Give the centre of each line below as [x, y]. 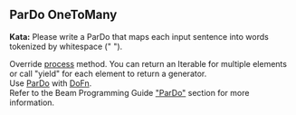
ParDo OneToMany [63, 15]
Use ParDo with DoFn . [51, 83]
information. [32, 102]
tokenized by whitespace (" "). [66, 46]
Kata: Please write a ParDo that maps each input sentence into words [139, 36]
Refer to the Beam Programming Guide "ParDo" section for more [129, 92]
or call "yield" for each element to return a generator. [108, 73]
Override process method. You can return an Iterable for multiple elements [148, 63]
